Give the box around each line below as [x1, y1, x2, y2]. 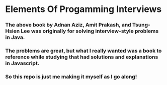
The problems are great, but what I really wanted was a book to [5, 47, 162, 54]
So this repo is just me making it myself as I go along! [5, 73, 137, 80]
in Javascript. [5, 60, 40, 67]
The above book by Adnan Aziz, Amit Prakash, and [5, 21, 132, 28]
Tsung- [132, 21, 151, 28]
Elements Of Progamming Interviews [5, 3, 162, 15]
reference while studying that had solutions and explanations [5, 53, 158, 60]
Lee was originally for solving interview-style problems [21, 27, 159, 34]
